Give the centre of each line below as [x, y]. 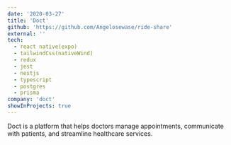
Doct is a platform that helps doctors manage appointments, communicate [116, 126]
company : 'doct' [31, 100]
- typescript [33, 80]
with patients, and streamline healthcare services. [80, 133]
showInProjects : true [39, 106]
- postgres [30, 86]
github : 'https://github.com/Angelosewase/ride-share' [90, 27]
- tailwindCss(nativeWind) [53, 54]
